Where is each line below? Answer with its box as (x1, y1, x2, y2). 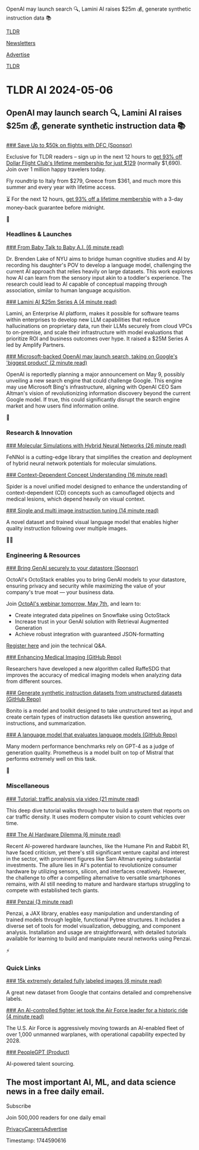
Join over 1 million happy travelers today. (6, 166, 106, 173)
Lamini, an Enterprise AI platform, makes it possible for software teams (6, 309, 179, 317)
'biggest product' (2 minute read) (6, 359, 88, 366)
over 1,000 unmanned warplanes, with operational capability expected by (6, 1031, 186, 1038)
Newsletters (6, 40, 36, 46)
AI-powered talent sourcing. (6, 1060, 75, 1067)
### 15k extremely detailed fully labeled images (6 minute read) (6, 977, 162, 984)
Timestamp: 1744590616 (6, 1137, 67, 1144)
